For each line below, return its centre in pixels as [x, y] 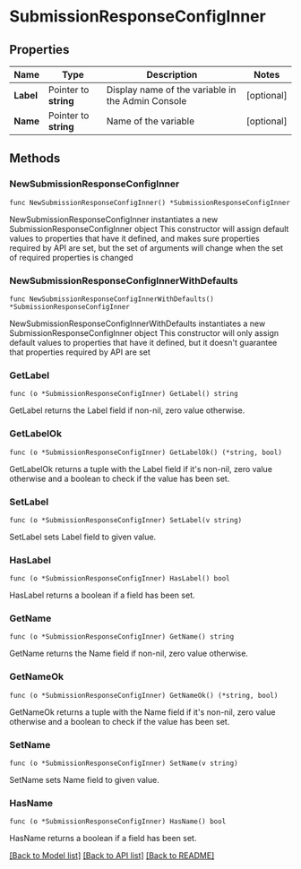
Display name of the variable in [171, 90]
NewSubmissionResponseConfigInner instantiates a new [114, 219]
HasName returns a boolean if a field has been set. [103, 839]
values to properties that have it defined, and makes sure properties [134, 238]
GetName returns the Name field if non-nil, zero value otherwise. [129, 654]
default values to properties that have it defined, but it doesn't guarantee [143, 342]
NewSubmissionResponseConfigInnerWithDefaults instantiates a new [138, 323]
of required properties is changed [71, 257]
